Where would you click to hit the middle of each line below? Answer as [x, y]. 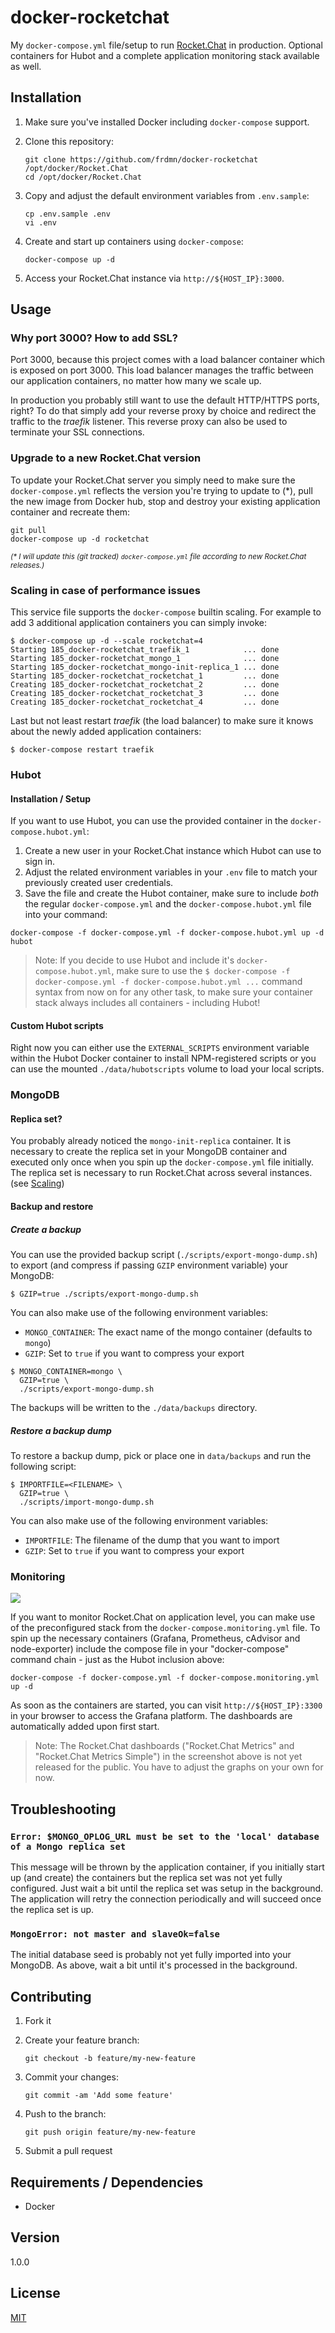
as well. [26, 66]
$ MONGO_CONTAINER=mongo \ [66, 1372]
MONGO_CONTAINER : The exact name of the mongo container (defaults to [168, 1332]
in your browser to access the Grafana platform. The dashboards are [151, 1716]
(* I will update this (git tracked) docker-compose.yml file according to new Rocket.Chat [158, 556]
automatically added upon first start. [85, 1727]
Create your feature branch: [82, 2040]
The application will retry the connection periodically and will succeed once [166, 1899]
